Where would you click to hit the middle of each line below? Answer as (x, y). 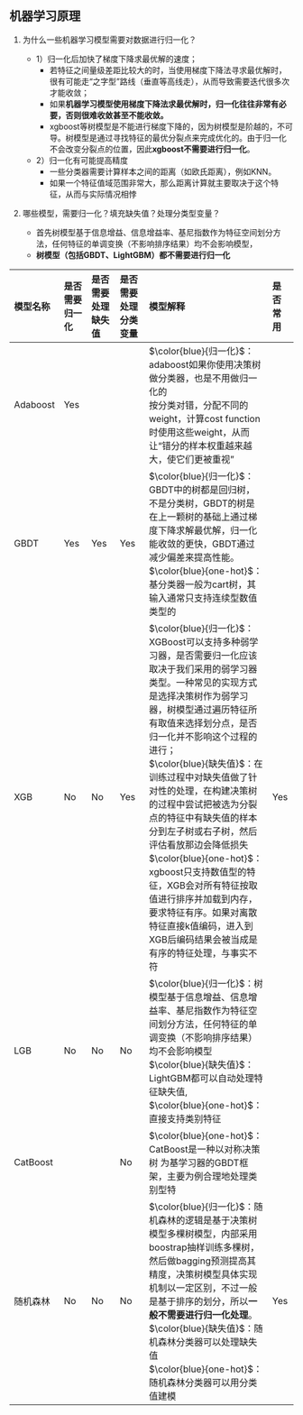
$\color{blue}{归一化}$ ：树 (206, 983)
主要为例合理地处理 (207, 1176)
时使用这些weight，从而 (199, 432)
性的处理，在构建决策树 (207, 790)
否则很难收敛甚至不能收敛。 (117, 115)
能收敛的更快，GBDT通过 (202, 544)
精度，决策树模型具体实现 (203, 1274)
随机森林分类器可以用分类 (203, 1383)
